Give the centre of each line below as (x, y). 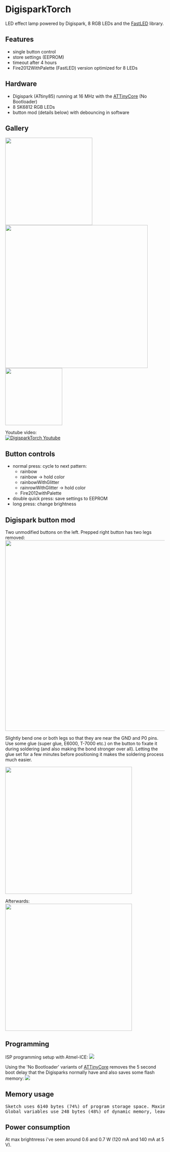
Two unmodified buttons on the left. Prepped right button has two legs (78, 532)
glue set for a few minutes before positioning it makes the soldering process (84, 754)
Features (19, 39)
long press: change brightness (45, 504)
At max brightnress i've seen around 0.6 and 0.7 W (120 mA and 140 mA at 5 (85, 1139)
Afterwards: (17, 901)
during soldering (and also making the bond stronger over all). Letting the (82, 749)
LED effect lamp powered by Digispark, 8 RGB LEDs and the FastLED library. (85, 23)
